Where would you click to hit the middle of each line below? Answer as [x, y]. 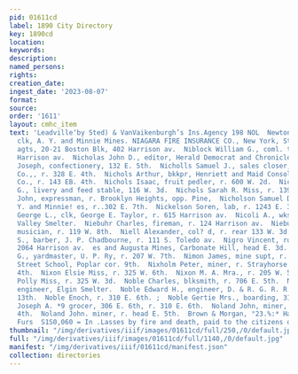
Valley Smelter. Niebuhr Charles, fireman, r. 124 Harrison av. [141, 223]
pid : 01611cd [33, 17]
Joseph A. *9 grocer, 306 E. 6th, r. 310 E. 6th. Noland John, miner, [153, 306]
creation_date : [37, 83]
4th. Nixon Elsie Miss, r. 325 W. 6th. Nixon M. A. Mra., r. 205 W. [150, 273]
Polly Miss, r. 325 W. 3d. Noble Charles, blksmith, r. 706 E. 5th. [148, 281]
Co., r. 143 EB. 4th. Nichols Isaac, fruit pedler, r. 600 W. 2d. [145, 183]
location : [27, 42]
